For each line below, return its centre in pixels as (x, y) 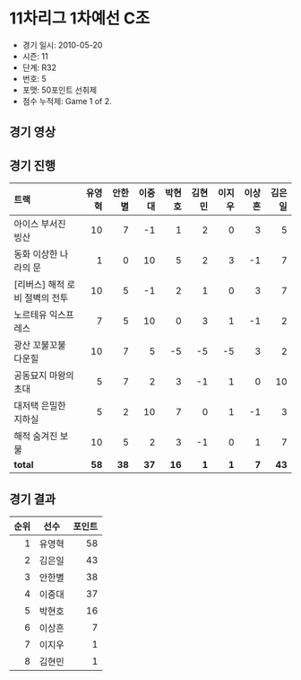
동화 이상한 (36, 254)
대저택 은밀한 (40, 406)
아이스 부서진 (40, 224)
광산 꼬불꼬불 (40, 345)
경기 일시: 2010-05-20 (62, 45)
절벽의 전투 (47, 298)
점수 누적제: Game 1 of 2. (67, 101)
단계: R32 (39, 67)
